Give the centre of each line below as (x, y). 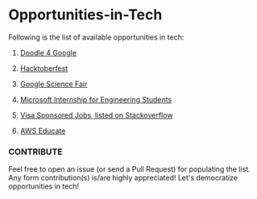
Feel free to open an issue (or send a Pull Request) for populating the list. (130, 169)
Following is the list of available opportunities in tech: (96, 37)
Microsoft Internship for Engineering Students (96, 99)
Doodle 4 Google (48, 52)
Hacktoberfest (44, 68)
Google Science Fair (54, 84)
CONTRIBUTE (35, 151)
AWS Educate (43, 131)
